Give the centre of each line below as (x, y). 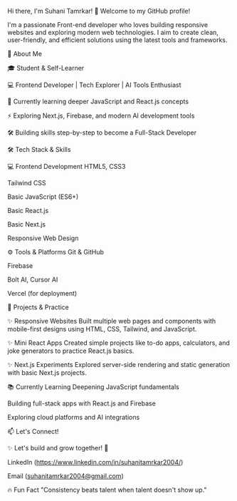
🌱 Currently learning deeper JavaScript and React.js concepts (98, 101)
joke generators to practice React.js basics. (71, 351)
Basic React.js (28, 211)
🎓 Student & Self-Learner (46, 68)
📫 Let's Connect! (33, 432)
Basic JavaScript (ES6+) (43, 197)
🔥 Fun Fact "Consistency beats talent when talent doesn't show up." (107, 490)
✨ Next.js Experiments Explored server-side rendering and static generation (118, 365)
